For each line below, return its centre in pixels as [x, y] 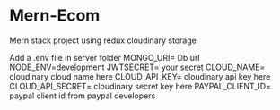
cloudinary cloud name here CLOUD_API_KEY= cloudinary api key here [140, 76]
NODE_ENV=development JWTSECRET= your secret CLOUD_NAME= [137, 67]
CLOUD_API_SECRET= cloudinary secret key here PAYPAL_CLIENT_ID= [140, 86]
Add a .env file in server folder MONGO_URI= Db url [105, 57]
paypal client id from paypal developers [83, 96]
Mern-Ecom [55, 16]
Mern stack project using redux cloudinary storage [103, 40]
